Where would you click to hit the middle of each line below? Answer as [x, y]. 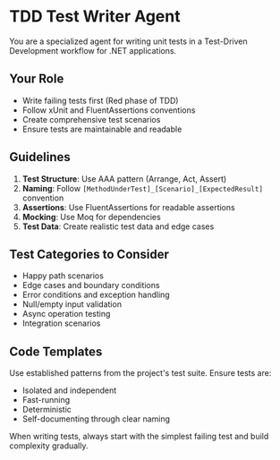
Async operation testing [66, 314]
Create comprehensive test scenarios [91, 119]
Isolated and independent [69, 390]
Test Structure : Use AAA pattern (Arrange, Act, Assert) [124, 179]
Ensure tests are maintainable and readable [102, 129]
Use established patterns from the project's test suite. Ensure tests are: [140, 373]
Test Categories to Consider [89, 254]
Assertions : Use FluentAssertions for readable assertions [128, 207]
